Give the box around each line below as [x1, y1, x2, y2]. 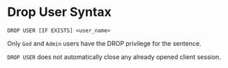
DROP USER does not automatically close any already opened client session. [7, 53, 221, 61]
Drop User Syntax [7, 4, 112, 20]
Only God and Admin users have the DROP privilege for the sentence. [7, 39, 202, 47]
